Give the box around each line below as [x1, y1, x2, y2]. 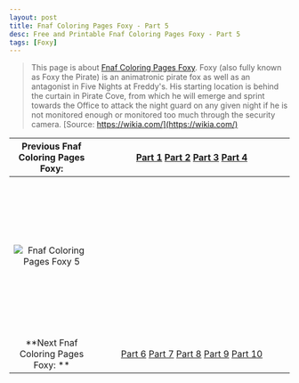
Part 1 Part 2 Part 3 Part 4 [135, 151, 247, 164]
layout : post [9, 12, 58, 22]
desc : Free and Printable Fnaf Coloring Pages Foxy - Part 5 [9, 29, 241, 38]
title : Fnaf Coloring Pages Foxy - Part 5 [9, 21, 169, 30]
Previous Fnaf [21, 140, 82, 152]
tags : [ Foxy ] [9, 37, 58, 47]
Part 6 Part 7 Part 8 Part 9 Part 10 [120, 348, 263, 361]
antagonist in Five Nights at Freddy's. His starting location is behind [30, 81, 279, 92]
